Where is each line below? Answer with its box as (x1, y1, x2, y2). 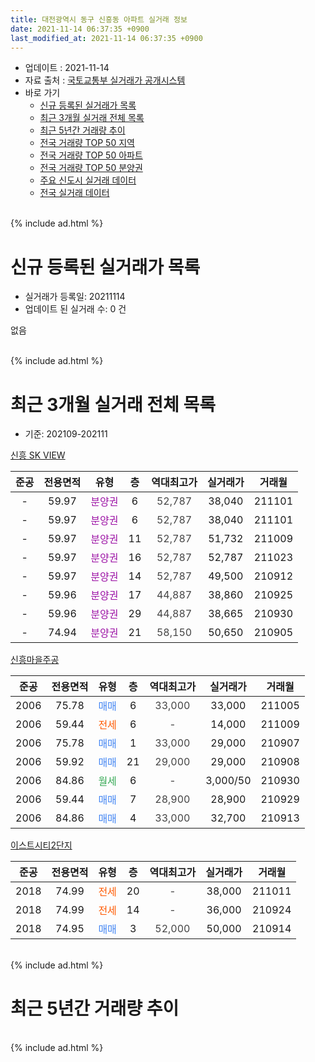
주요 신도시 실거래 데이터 (39, 174, 137, 186)
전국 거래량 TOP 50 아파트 (39, 149, 143, 161)
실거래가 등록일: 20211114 (24, 291, 126, 303)
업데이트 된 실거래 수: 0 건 (24, 303, 127, 315)
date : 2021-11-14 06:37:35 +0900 (10, 24, 150, 34)
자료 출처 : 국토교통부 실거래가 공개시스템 (24, 74, 186, 86)
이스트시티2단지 (10, 839, 73, 851)
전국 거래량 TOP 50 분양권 (39, 162, 143, 174)
